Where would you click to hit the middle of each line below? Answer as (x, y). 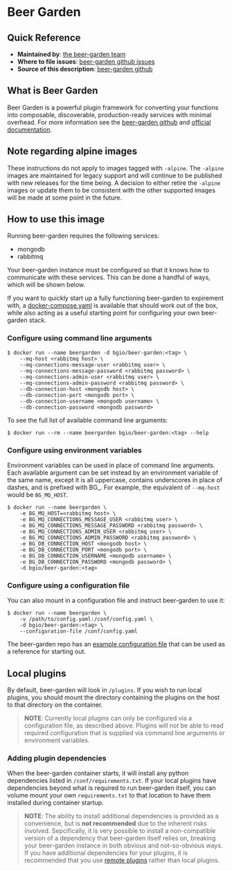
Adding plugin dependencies (57, 758)
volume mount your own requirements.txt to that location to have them (109, 795)
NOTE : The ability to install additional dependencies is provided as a (122, 816)
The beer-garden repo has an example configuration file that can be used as (116, 644)
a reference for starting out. (47, 651)
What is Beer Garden (53, 91)
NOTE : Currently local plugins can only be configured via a (108, 719)
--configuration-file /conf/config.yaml (79, 631)
